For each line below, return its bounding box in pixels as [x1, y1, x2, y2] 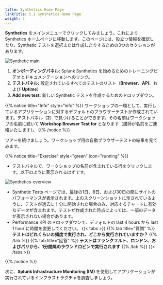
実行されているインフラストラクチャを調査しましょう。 [5, 275, 115, 281]
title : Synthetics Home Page [5, 7, 64, 12]
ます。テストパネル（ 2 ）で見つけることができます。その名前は [5, 115, 130, 121]
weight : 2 [5, 16, 25, 21]
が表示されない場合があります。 [12, 214, 76, 219]
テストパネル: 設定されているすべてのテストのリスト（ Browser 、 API [12, 80, 149, 86]
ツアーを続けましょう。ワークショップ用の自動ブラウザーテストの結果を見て [5, 137, 158, 143]
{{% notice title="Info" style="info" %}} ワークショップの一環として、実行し [5, 103, 157, 108]
